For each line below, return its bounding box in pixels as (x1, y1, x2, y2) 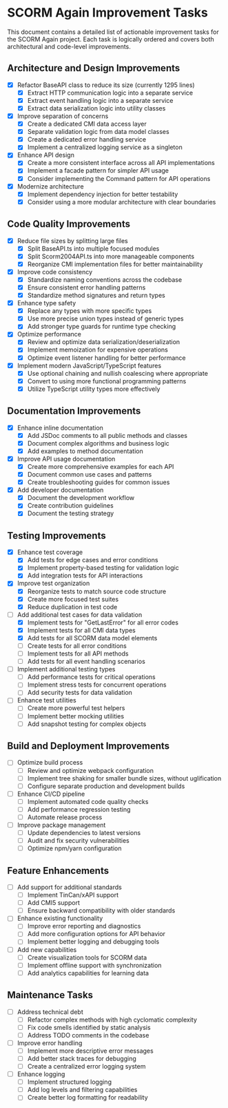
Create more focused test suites (27, 595, 119, 603)
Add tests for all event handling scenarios (27, 658, 146, 666)
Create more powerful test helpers (27, 704, 125, 712)
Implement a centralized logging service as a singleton (27, 143, 183, 151)
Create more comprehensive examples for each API (27, 462, 174, 470)
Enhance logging (17, 1070, 65, 1078)
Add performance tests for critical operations (27, 673, 156, 681)
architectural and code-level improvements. (7, 42, 131, 50)
